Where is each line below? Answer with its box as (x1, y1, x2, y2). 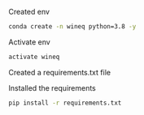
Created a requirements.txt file (8, 67, 111, 77)
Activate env (8, 36, 50, 47)
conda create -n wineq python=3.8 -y (8, 23, 137, 31)
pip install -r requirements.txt (8, 99, 122, 107)
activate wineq (8, 53, 60, 61)
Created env (8, 7, 50, 16)
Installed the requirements (8, 83, 96, 92)
